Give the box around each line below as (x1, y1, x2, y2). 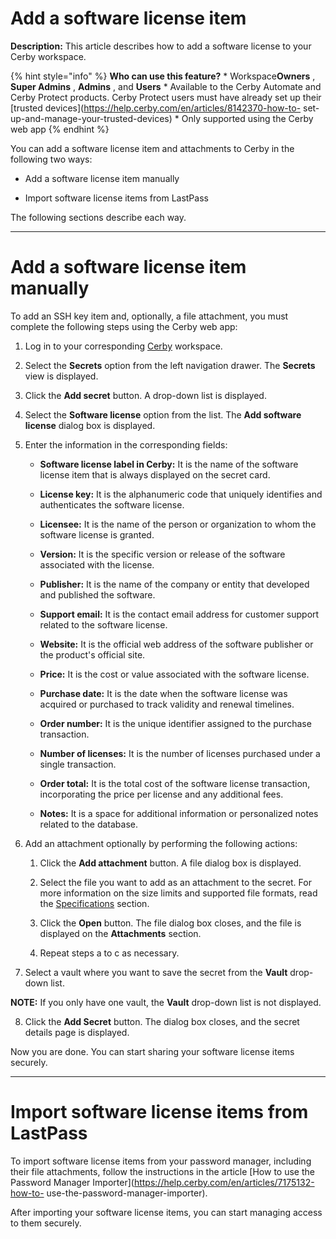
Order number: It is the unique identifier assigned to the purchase (39, 717, 312, 729)
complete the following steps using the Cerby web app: (10, 320, 238, 332)
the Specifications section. (39, 897, 150, 909)
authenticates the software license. (39, 498, 185, 511)
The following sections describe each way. (10, 211, 187, 223)
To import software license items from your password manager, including (10, 1155, 312, 1167)
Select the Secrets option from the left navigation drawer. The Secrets (24, 359, 316, 371)
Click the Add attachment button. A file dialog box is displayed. (39, 857, 302, 869)
